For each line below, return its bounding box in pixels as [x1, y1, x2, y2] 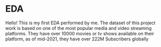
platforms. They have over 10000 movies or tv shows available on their [5, 30, 154, 36]
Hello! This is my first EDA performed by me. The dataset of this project [5, 20, 156, 26]
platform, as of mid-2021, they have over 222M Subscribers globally [5, 36, 149, 42]
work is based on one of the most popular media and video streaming [5, 25, 152, 31]
